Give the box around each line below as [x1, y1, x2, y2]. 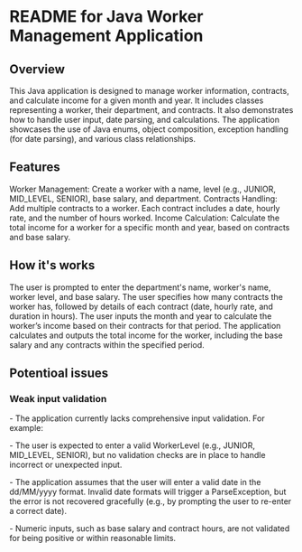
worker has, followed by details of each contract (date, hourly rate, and [9, 301, 273, 312]
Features [9, 160, 60, 175]
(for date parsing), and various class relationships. [9, 134, 197, 144]
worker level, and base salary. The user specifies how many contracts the [9, 291, 284, 302]
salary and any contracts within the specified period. [9, 339, 205, 350]
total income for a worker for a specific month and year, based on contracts [9, 221, 290, 232]
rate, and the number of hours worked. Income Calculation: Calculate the [9, 212, 280, 223]
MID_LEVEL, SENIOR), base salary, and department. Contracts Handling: [9, 192, 278, 204]
